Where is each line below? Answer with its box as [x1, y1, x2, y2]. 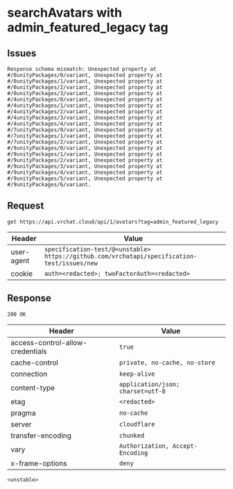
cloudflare [119, 420, 155, 428]
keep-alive [119, 370, 155, 378]
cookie [10, 269, 33, 279]
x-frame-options [10, 458, 67, 468]
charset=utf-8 [119, 387, 166, 395]
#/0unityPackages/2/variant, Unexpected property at [7, 84, 163, 91]
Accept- [172, 442, 198, 449]
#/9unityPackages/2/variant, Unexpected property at [7, 157, 163, 164]
